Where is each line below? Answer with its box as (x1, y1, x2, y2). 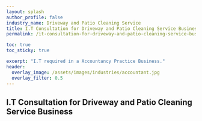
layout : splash (6, 8, 44, 15)
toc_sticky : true (6, 47, 50, 54)
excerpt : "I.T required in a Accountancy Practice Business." (6, 58, 165, 64)
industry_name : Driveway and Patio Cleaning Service (6, 20, 141, 26)
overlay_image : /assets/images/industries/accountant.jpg (11, 69, 161, 75)
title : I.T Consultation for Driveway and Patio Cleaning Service (6, 25, 176, 32)
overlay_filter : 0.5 (11, 75, 63, 81)
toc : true (6, 42, 31, 48)
